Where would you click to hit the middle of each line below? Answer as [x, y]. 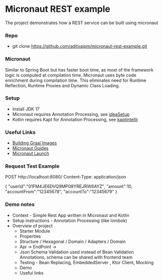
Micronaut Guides [30, 148]
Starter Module [35, 231]
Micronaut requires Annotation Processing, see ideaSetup [71, 114]
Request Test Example [33, 166]
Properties [30, 236]
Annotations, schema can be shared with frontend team [76, 257]
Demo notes [20, 205]
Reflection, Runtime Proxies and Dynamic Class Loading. [63, 85]
